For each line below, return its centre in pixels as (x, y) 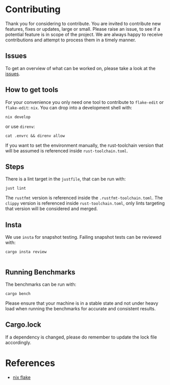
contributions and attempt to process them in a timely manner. (71, 40)
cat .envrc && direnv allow (35, 136)
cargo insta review (26, 252)
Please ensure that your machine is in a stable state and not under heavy (82, 303)
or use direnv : (20, 126)
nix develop (18, 117)
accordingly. (18, 342)
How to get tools (32, 90)
